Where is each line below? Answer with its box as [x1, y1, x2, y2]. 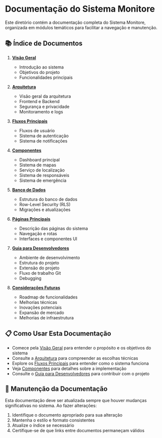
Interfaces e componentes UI [19, 236, 77, 242]
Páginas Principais [12, 216, 51, 222]
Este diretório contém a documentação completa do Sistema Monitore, [5, 19, 146, 25]
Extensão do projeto [19, 265, 59, 271]
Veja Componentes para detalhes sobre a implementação [12, 366, 127, 371]
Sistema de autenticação [19, 133, 69, 139]
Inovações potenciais [19, 304, 62, 310]
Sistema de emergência [19, 177, 67, 183]
